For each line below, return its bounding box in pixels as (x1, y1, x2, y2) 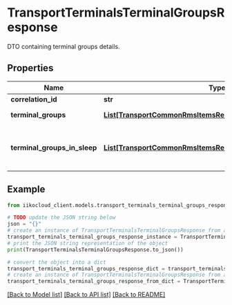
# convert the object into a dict (7, 259, 107, 266)
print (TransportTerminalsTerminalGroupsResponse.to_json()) (7, 246, 184, 253)
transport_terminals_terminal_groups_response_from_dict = (7, 278, 181, 285)
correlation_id (10, 95, 57, 104)
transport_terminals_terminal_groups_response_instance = (7, 233, 177, 241)
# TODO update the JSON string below (7, 214, 116, 222)
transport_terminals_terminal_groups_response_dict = (7, 265, 166, 272)
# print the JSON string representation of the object (7, 239, 168, 246)
